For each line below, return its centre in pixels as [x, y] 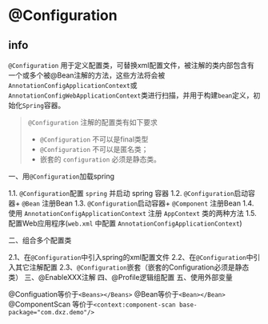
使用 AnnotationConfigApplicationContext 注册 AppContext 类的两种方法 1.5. [133, 213]
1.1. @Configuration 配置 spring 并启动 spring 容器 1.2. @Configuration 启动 [128, 193]
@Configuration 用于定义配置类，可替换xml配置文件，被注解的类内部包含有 [131, 65]
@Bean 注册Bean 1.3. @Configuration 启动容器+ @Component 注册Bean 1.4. [138, 203]
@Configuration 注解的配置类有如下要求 [92, 122]
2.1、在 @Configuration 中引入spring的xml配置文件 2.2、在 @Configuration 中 [131, 257]
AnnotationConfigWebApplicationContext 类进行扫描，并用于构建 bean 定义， [131, 95]
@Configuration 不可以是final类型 [94, 139]
